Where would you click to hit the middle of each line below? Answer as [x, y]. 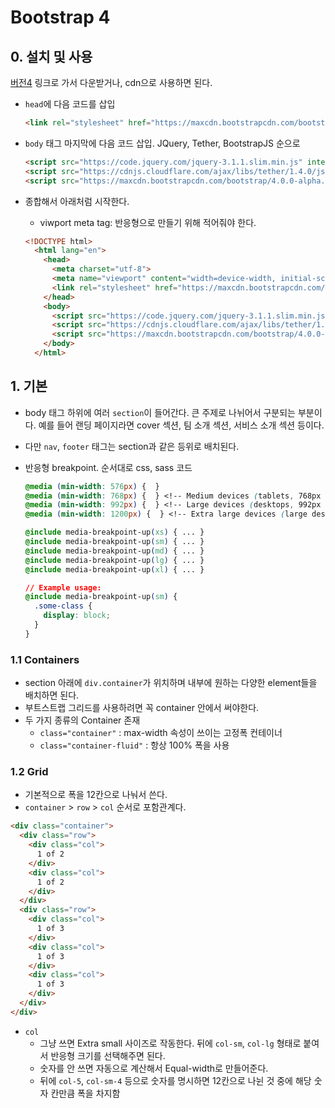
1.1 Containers [45, 659]
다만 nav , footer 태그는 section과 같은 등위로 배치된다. [132, 446]
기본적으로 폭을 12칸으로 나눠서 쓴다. [96, 795]
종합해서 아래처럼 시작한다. [77, 201]
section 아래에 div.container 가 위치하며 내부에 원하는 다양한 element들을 [171, 683]
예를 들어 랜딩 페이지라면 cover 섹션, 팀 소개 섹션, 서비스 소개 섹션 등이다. [181, 425]
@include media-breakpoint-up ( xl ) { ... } [114, 569]
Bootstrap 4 [60, 17]
